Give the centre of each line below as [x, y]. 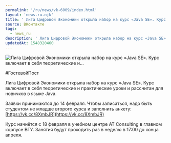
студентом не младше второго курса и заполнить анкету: [68, 109]
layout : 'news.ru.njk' [29, 15]
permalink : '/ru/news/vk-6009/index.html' [51, 10]
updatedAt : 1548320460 [29, 43]
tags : [11, 29]
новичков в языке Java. [31, 93]
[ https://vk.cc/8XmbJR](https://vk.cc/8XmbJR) [55, 114]
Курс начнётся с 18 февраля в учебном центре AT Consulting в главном [84, 124]
